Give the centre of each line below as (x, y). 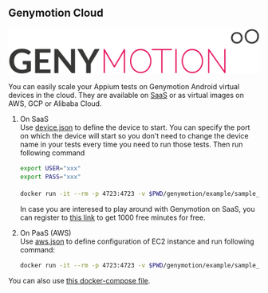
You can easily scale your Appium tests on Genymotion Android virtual (124, 87)
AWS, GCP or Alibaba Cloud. (55, 104)
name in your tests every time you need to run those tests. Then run (131, 145)
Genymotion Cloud (56, 13)
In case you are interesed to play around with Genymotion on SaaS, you (137, 209)
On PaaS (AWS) (45, 232)
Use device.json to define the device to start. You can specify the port (135, 127)
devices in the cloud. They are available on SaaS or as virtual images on (126, 96)
